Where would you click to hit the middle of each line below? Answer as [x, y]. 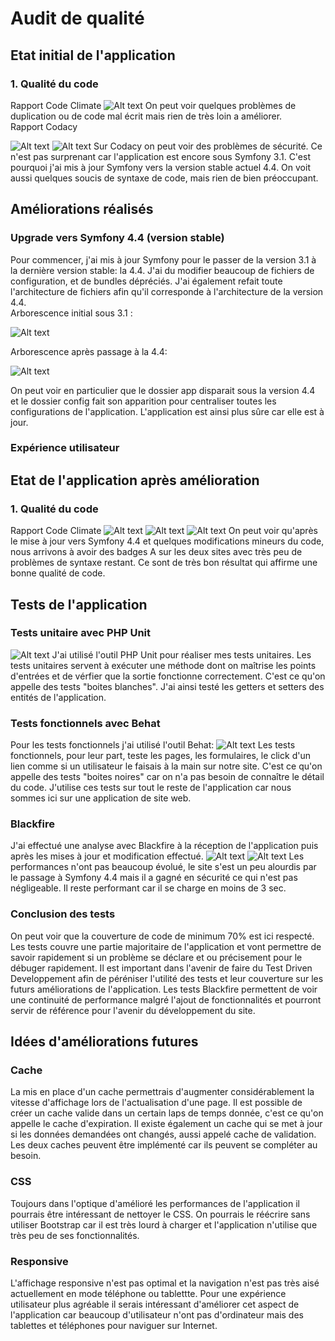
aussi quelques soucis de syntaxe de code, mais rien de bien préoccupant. [164, 178]
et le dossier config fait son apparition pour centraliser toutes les [143, 401]
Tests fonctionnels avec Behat [85, 723]
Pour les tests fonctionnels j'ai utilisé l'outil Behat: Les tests [153, 745]
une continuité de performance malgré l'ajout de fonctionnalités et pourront [166, 999]
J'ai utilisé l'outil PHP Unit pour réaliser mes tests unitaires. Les [181, 654]
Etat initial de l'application [93, 55]
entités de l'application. [58, 697]
